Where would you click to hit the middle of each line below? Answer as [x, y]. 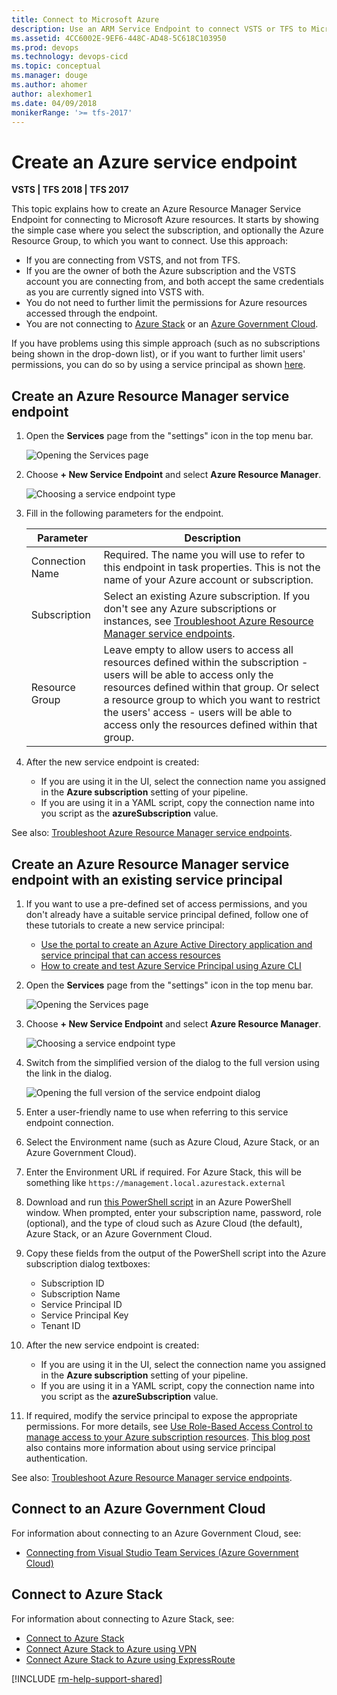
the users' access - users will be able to [198, 713]
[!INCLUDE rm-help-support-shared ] [87, 1678]
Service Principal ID [81, 1304]
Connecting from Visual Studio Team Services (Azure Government [162, 1552]
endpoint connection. [69, 1122]
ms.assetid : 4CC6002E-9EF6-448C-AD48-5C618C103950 [119, 38]
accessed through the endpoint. [91, 313]
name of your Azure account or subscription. [208, 580]
